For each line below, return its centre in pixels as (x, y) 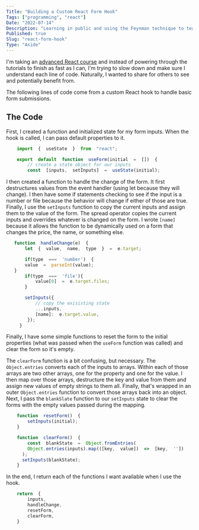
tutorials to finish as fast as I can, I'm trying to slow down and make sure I (96, 68)
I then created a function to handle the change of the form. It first (86, 182)
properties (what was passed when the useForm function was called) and (94, 343)
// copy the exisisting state (73, 304)
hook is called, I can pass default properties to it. (66, 138)
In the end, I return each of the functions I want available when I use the (94, 477)
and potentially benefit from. (41, 80)
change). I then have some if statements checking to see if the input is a (94, 194)
